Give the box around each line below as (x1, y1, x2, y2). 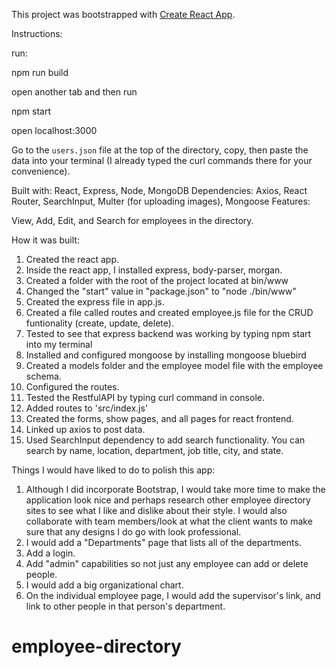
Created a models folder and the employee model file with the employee (25, 360, 324, 371)
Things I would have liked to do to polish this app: (11, 464, 216, 476)
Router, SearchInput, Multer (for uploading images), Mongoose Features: (11, 195, 311, 207)
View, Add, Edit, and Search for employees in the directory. (11, 215, 254, 226)
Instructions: (11, 28, 63, 39)
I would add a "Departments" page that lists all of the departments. (25, 537, 302, 548)
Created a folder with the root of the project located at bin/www (25, 275, 289, 286)
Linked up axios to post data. (25, 424, 146, 435)
